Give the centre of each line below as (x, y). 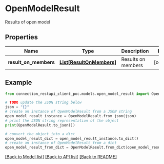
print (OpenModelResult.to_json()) (40, 125)
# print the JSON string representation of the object (62, 120)
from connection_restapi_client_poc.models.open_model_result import (77, 94)
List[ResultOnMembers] (88, 62)
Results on (133, 59)
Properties (21, 37)
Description (135, 51)
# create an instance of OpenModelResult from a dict (61, 143)
